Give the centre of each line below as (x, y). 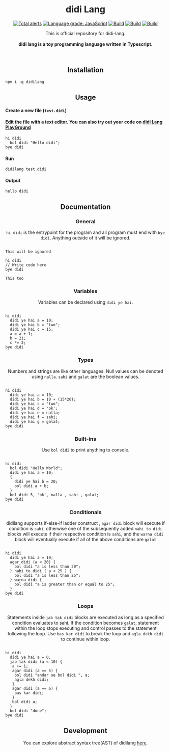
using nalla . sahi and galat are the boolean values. (86, 377)
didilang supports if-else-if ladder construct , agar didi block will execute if (86, 523)
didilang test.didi (26, 169)
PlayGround (18, 127)
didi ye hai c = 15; (32, 330)
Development (86, 730)
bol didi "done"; (28, 711)
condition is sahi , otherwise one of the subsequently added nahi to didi (86, 529)
